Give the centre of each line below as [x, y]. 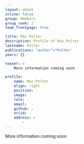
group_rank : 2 [19, 23]
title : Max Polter [24, 37]
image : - [23, 95]
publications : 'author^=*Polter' [39, 50]
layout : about [19, 10]
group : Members [20, 19]
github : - [24, 109]
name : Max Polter [31, 82]
